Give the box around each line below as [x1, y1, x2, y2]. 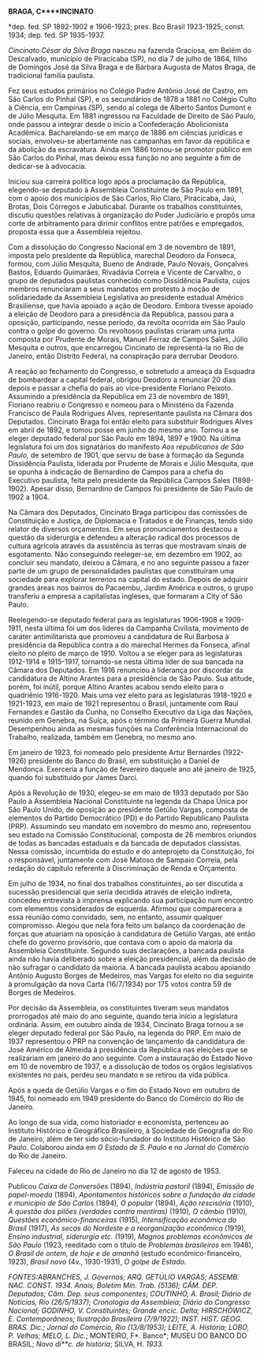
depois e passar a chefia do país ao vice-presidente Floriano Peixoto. [8, 383, 234, 393]
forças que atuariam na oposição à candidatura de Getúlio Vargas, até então [8, 929, 256, 938]
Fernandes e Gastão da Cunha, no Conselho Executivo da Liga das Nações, [8, 708, 254, 716]
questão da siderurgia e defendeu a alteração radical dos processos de [8, 532, 240, 542]
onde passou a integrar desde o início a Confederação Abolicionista [8, 120, 229, 129]
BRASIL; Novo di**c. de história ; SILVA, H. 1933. [8, 1339, 164, 1348]
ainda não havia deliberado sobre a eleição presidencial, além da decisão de [8, 954, 256, 963]
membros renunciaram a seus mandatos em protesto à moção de [8, 284, 221, 293]
